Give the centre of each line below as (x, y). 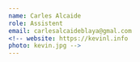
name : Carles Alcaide (45, 16)
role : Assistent (36, 23)
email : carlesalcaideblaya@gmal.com (70, 31)
